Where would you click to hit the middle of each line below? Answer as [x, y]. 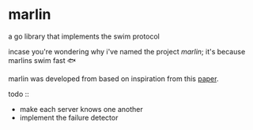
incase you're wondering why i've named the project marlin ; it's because [127, 51]
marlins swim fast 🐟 [42, 60]
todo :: [19, 94]
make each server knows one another [81, 109]
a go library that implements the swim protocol [84, 36]
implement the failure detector [69, 117]
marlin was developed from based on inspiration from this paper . [113, 78]
